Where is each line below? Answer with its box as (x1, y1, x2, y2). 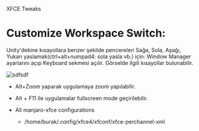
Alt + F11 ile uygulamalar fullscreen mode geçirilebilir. (15, 94, 148, 102)
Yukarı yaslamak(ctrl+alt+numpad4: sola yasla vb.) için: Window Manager (6, 53, 192, 60)
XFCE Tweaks (6, 5, 41, 12)
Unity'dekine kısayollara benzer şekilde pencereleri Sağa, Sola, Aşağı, (6, 46, 181, 53)
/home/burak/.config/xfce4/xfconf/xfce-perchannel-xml (24, 118, 166, 125)
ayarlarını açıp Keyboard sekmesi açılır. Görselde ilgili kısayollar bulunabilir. (6, 59, 194, 66)
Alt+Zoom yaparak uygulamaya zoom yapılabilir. (15, 82, 136, 90)
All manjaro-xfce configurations (15, 106, 95, 113)
